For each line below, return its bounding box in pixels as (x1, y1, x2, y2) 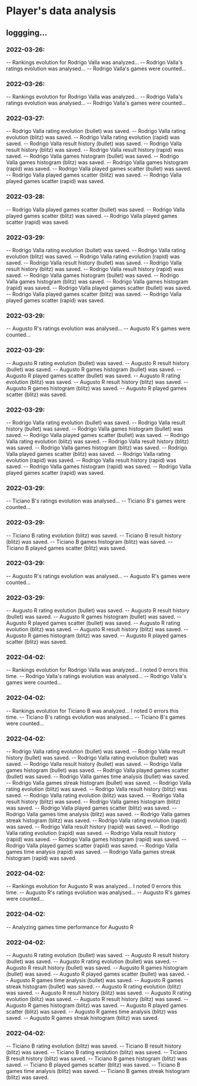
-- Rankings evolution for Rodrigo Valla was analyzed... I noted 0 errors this (6, 666, 188, 674)
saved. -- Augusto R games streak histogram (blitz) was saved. (6, 1014, 159, 1021)
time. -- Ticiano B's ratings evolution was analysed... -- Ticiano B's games (6, 713, 186, 720)
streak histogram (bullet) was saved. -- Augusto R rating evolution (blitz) (6, 983, 181, 990)
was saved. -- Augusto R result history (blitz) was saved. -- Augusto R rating (6, 989, 192, 996)
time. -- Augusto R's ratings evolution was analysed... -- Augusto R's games (6, 889, 191, 896)
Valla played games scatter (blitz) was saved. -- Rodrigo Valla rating (6, 450, 171, 457)
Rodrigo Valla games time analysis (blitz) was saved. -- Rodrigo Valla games (6, 811, 191, 818)
